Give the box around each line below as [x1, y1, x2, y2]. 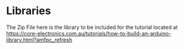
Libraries [6, 4, 51, 18]
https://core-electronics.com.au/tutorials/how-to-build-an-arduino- [6, 30, 171, 37]
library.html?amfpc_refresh [6, 36, 73, 43]
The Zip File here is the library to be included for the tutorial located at [6, 24, 178, 31]
